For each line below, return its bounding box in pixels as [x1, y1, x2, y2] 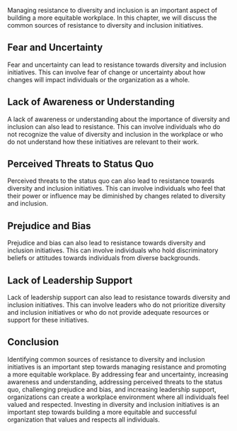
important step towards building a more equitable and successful [7, 408, 197, 416]
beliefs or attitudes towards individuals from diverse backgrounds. [7, 254, 200, 262]
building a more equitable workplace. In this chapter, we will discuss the [7, 13, 217, 22]
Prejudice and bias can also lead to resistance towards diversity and [7, 239, 206, 247]
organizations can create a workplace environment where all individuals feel [7, 393, 229, 401]
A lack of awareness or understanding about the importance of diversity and [7, 115, 230, 123]
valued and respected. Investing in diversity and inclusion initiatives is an [7, 400, 220, 408]
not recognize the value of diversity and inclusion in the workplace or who [7, 130, 224, 138]
